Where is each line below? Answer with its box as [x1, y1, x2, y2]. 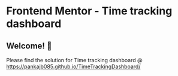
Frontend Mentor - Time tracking [6, 4, 173, 18]
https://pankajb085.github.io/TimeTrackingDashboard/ [6, 63, 141, 70]
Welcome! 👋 [6, 41, 52, 51]
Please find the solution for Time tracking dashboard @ [6, 57, 143, 63]
